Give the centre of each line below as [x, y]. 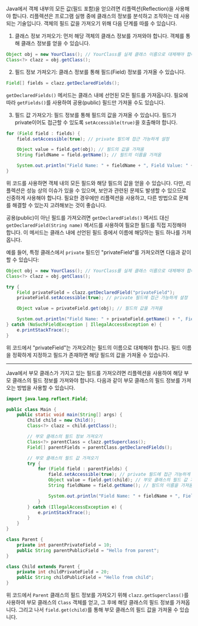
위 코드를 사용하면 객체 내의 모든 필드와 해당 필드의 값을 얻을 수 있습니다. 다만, [95, 183]
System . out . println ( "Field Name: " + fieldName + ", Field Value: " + [105, 166]
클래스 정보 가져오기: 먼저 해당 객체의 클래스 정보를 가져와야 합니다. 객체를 [99, 36]
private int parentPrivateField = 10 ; [64, 545]
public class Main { [32, 409]
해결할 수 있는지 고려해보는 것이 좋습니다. [60, 205]
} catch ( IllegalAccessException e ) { [75, 507]
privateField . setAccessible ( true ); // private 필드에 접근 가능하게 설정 [102, 298]
